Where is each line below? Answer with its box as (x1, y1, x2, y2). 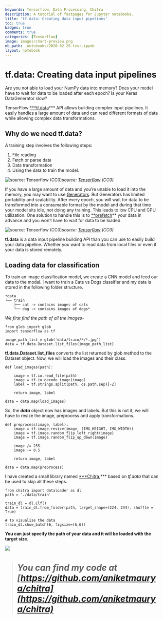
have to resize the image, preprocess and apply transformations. (5, 413, 135, 419)
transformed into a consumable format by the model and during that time (5, 202, 151, 208)
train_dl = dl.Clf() (5, 501, 47, 506)
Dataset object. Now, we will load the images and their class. (5, 355, 127, 361)
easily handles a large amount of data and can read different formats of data (5, 110, 158, 116)
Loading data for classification (5, 261, 100, 269)
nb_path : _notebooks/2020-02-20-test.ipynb (5, 43, 95, 48)
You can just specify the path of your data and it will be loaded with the (5, 531, 151, 537)
